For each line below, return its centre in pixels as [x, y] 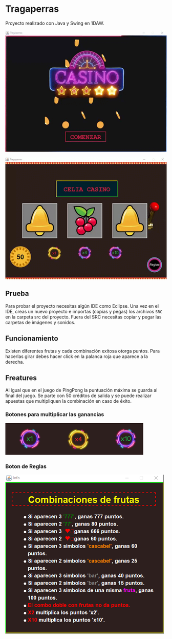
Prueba [17, 294]
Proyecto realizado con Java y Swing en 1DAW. [55, 23]
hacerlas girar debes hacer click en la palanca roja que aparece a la [77, 356]
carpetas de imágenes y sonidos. [40, 322]
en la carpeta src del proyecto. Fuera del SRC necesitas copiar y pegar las [83, 317]
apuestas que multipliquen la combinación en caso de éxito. [69, 401]
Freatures [21, 378]
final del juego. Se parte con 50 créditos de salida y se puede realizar [79, 396]
